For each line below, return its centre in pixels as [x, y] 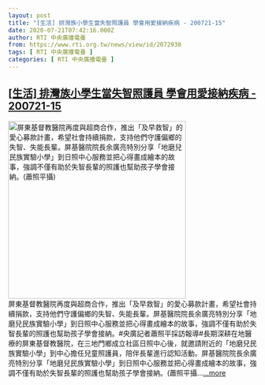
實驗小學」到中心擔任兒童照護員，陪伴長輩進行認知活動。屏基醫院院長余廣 [136, 353]
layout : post [30, 15]
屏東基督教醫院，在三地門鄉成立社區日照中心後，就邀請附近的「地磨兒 [136, 343]
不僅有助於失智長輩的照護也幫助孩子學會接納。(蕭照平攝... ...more [120, 372]
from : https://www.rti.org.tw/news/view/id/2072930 [95, 45]
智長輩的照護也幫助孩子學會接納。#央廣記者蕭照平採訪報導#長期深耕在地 [127, 333]
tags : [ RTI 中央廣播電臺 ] [50, 52]
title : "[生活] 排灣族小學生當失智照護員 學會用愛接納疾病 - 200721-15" [117, 23]
